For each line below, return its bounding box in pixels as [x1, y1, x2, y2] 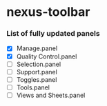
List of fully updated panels [6, 29, 101, 39]
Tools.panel [16, 83, 50, 92]
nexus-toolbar [6, 4, 90, 20]
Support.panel [16, 67, 58, 76]
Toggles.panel [16, 75, 57, 83]
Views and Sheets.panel [16, 91, 86, 99]
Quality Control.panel [16, 52, 77, 61]
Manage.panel [16, 44, 58, 52]
